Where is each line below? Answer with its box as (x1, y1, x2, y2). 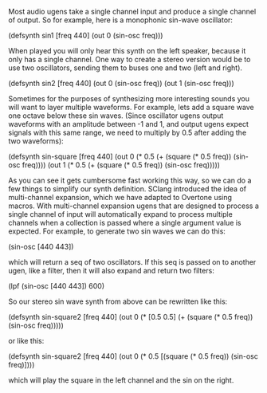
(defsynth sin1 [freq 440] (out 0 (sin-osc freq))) (8, 31, 163, 40)
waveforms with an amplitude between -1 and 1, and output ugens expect (8, 120, 249, 128)
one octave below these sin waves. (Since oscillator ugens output (8, 111, 224, 120)
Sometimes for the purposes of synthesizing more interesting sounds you (8, 94, 249, 103)
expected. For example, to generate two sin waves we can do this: (8, 226, 226, 236)
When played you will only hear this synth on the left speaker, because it (8, 46, 246, 55)
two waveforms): (8, 136, 64, 146)
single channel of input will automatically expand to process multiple (8, 210, 233, 218)
